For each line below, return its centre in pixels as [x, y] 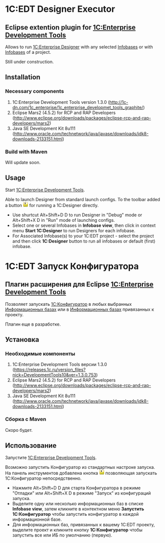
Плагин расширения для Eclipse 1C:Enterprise [80, 284]
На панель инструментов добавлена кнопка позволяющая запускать [81, 473]
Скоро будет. [19, 430]
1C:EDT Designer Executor [60, 9]
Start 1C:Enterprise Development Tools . [45, 190]
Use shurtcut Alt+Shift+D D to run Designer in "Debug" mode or [77, 215]
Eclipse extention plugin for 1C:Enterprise [70, 27]
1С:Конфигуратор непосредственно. [43, 478]
